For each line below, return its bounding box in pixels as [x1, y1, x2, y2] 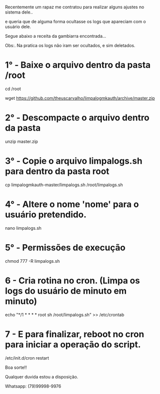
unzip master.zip [5, 138, 38, 144]
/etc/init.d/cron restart [5, 355, 49, 361]
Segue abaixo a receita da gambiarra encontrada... [5, 33, 107, 39]
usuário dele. [5, 24, 32, 30]
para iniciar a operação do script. [5, 339, 141, 350]
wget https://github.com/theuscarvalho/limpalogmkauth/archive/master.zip [5, 95, 155, 101]
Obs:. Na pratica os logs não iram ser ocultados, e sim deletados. [5, 43, 136, 48]
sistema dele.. [5, 9, 33, 15]
